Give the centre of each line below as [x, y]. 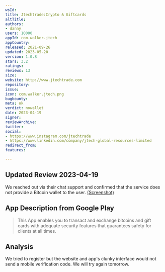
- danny [13, 29]
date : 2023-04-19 [23, 113]
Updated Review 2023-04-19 [52, 175]
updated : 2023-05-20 [27, 52]
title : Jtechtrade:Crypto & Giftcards [46, 15]
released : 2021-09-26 [28, 47]
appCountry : [18, 43]
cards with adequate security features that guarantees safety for [85, 225]
